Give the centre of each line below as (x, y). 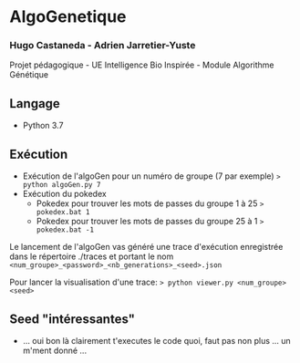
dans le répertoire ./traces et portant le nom (92, 256)
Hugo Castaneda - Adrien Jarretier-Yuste (103, 46)
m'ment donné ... (55, 350)
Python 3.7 (43, 126)
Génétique (29, 75)
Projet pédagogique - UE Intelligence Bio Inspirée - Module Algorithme (142, 65)
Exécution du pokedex (64, 194)
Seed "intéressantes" (72, 319)
